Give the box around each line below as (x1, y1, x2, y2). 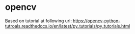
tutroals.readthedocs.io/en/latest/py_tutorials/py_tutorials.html (5, 23, 130, 29)
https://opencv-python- (73, 18, 121, 24)
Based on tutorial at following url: (5, 18, 72, 24)
